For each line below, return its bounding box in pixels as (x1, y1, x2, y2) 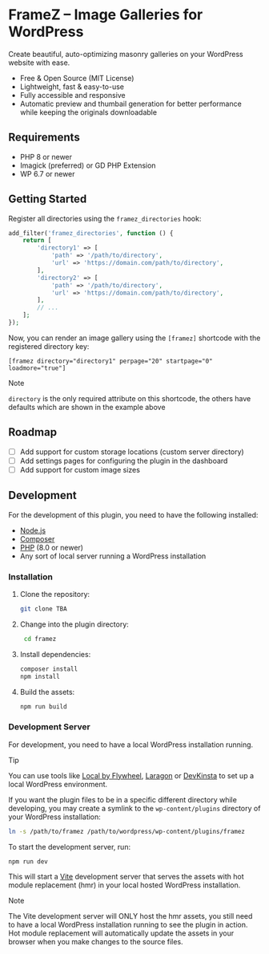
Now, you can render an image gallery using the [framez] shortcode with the (8, 333, 261, 343)
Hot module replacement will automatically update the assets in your (8, 928, 235, 938)
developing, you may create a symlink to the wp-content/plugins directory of (8, 803, 261, 813)
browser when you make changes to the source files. (8, 937, 183, 947)
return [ (22, 237, 52, 245)
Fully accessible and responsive (19, 90, 126, 99)
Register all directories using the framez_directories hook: (8, 213, 202, 223)
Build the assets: (19, 687, 75, 696)
